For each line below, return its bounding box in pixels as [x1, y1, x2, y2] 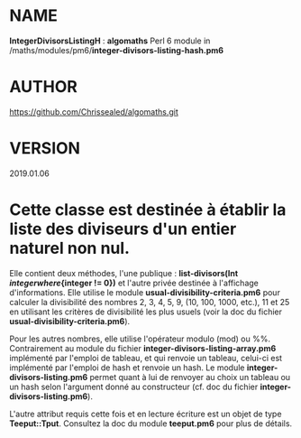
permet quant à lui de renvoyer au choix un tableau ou [89, 371, 291, 382]
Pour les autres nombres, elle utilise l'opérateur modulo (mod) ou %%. [9, 333, 270, 344]
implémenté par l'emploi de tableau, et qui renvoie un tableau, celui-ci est [9, 352, 282, 363]
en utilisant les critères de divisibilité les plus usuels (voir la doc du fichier [9, 306, 282, 317]
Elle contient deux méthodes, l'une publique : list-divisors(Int [9, 267, 239, 278]
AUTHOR [9, 77, 78, 98]
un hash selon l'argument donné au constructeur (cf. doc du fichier [9, 381, 259, 392]
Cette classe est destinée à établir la [9, 200, 287, 219]
